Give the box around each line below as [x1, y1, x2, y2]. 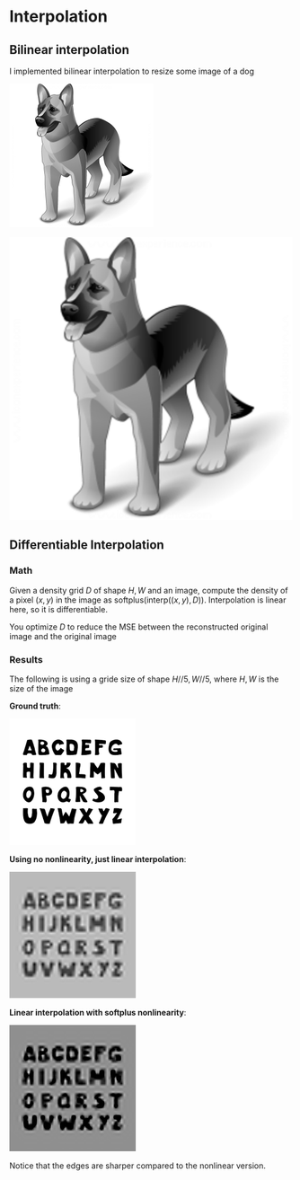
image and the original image [9, 630, 117, 641]
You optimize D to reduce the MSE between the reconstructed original [9, 621, 269, 632]
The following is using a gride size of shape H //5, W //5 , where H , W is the [9, 674, 279, 684]
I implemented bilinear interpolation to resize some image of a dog [9, 66, 254, 76]
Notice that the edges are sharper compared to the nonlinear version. [9, 1160, 267, 1171]
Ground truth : [9, 700, 61, 711]
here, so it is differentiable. [9, 603, 108, 614]
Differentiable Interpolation [9, 537, 164, 553]
